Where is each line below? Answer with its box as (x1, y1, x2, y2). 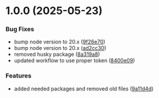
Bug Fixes (5, 25, 35, 33)
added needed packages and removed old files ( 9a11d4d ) (14, 85, 154, 92)
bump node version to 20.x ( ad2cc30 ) (14, 45, 107, 52)
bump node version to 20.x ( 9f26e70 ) (14, 38, 105, 45)
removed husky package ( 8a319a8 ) (14, 51, 101, 58)
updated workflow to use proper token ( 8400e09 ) (14, 57, 135, 64)
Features (5, 72, 32, 80)
